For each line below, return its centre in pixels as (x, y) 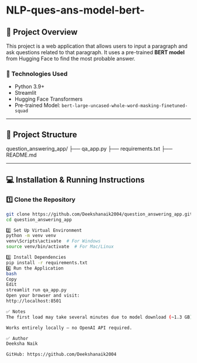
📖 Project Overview (42, 32)
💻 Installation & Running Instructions (75, 180)
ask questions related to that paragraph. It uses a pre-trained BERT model (95, 52)
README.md (21, 155)
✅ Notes (16, 312)
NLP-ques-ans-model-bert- (75, 10)
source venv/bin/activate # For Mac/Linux (60, 247)
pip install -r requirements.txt (47, 262)
